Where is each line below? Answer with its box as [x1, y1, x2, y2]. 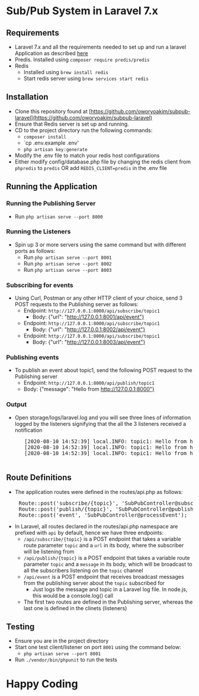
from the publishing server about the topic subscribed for [23, 579, 165, 586]
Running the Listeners [6, 227, 71, 236]
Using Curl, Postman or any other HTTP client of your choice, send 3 [14, 294, 182, 302]
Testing [6, 621, 35, 631]
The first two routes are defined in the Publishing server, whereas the [23, 598, 193, 605]
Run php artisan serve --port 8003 [23, 266, 112, 273]
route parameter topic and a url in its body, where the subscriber [23, 541, 184, 549]
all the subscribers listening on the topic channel [23, 567, 143, 574]
